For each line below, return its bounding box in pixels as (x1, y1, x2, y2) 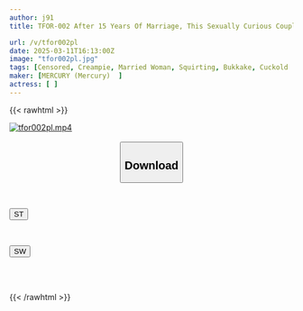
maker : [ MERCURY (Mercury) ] (9, 71, 124, 81)
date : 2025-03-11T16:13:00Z (9, 46, 115, 55)
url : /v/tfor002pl (9, 38, 78, 47)
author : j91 (9, 13, 54, 23)
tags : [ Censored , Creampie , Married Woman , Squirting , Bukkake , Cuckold (9, 63, 289, 72)
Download (124, 159, 179, 172)
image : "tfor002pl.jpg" (9, 55, 99, 64)
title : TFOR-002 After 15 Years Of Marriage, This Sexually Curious (9, 22, 272, 31)
